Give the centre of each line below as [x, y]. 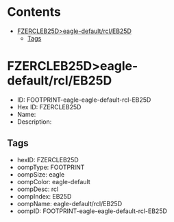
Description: [34, 122]
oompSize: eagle [41, 174]
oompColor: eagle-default [53, 181]
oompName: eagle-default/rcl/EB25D [70, 203]
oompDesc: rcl [38, 189]
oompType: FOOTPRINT [51, 167]
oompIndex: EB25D [44, 196]
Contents [34, 12]
